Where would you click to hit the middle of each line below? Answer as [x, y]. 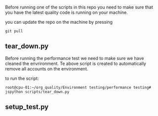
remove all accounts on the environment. [47, 68]
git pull [14, 31]
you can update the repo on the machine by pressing [59, 22]
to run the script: [22, 78]
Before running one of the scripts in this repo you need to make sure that [79, 7]
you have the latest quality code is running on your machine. [67, 12]
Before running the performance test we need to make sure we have [75, 58]
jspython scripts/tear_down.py [37, 92]
